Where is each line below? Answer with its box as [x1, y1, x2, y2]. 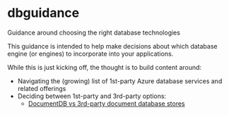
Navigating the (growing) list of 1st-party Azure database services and [17, 76, 223, 85]
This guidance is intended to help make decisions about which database [7, 42, 218, 50]
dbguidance [7, 5, 80, 21]
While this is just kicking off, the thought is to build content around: [7, 63, 202, 71]
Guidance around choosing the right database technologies [7, 28, 180, 37]
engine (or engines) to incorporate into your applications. [7, 49, 174, 58]
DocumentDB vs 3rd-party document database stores [28, 99, 185, 107]
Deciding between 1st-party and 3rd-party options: [17, 92, 167, 100]
